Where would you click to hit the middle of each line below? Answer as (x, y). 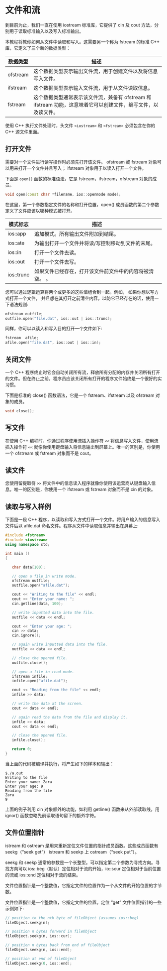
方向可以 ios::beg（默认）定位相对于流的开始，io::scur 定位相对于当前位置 (85, 868)
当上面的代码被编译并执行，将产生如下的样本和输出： (60, 764)
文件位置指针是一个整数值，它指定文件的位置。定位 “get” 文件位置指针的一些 (83, 902)
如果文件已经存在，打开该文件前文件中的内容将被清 (94, 271)
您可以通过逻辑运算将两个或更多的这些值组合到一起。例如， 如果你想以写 (80, 292)
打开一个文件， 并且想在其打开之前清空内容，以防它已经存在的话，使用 (82, 298)
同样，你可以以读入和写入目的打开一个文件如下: (54, 329)
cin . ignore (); (26, 635)
